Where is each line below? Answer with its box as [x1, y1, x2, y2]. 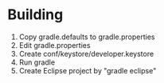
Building [7, 6, 64, 24]
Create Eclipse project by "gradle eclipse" [18, 65, 157, 75]
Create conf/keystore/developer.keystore [18, 49, 154, 58]
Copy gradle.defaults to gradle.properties [18, 32, 156, 41]
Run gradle [18, 57, 56, 67]
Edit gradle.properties [18, 40, 91, 49]
